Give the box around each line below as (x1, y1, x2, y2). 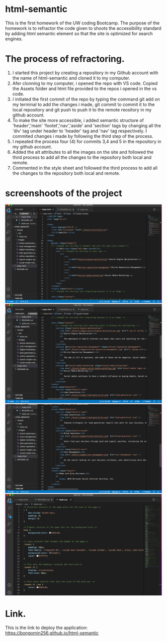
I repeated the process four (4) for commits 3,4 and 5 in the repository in (12, 138, 162, 144)
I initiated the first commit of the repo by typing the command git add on (12, 96, 160, 102)
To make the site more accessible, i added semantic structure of (12, 117, 144, 123)
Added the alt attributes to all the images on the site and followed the (12, 149, 154, 155)
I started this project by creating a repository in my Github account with (12, 70, 159, 76)
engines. (5, 36, 23, 42)
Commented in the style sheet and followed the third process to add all (12, 165, 158, 171)
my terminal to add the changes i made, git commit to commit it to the (12, 101, 155, 107)
